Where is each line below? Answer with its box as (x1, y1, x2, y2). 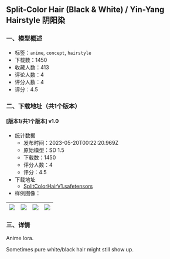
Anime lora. (6, 235, 34, 242)
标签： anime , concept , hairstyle (14, 49, 92, 56)
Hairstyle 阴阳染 (6, 15, 66, 25)
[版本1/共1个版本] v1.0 (6, 118, 59, 125)
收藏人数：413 (14, 64, 49, 71)
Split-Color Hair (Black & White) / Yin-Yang (6, 5, 165, 15)
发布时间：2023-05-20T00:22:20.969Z (23, 139, 119, 146)
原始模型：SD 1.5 (23, 147, 64, 154)
